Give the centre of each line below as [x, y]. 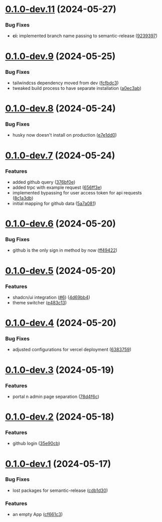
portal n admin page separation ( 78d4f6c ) [56, 396]
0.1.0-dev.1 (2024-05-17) [58, 464]
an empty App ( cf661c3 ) [38, 514]
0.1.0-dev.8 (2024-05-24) [61, 109]
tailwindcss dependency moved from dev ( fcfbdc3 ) [65, 83]
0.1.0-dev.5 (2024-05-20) [61, 271]
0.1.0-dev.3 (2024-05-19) [60, 370]
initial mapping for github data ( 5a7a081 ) [54, 203]
